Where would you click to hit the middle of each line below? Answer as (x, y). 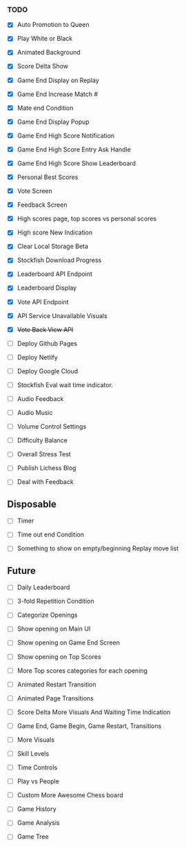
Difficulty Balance (42, 440)
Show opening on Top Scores (59, 657)
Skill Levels (33, 753)
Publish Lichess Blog (46, 468)
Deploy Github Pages (47, 343)
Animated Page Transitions (55, 698)
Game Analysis (38, 823)
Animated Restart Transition (56, 684)
